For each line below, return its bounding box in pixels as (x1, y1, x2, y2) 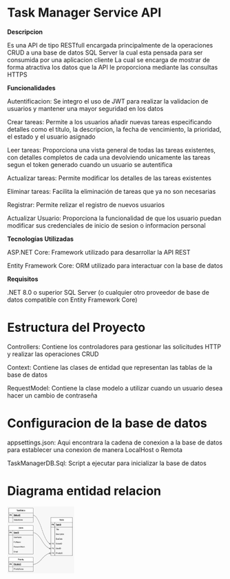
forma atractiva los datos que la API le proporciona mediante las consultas (7, 63, 218, 71)
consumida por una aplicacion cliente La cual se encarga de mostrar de (7, 55, 210, 63)
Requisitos (7, 275, 39, 283)
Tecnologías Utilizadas (7, 235, 74, 243)
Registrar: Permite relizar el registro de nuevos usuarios (7, 200, 165, 208)
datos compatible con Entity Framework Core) (7, 295, 138, 304)
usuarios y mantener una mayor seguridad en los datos (7, 104, 164, 112)
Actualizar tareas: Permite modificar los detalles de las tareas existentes (7, 174, 212, 182)
